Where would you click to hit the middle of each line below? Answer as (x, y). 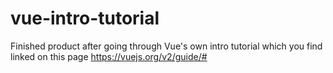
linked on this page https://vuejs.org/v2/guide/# (109, 56)
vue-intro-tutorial (85, 18)
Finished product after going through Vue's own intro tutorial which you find (166, 46)
